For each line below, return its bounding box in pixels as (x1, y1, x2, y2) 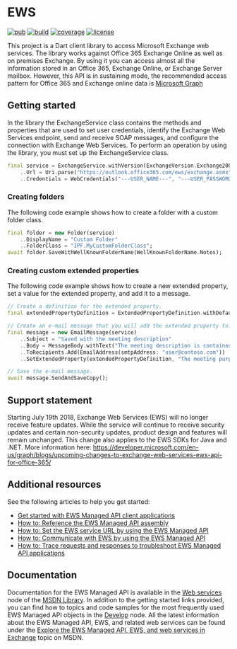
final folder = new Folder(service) (7, 229, 115, 236)
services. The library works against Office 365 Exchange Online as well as (7, 49, 224, 57)
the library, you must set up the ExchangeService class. (7, 148, 169, 156)
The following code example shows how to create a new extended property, (7, 282, 229, 290)
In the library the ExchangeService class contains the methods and (7, 118, 202, 127)
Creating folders (7, 192, 65, 202)
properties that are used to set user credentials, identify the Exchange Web (7, 125, 226, 134)
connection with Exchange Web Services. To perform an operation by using (7, 141, 227, 149)
